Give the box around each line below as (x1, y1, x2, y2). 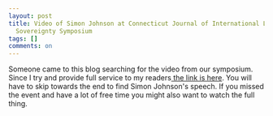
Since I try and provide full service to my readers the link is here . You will (8, 73, 253, 83)
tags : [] (8, 34, 38, 43)
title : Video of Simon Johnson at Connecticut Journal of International (8, 19, 260, 28)
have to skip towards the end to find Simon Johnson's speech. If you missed (8, 82, 264, 92)
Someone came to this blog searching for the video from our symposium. (8, 64, 253, 74)
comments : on (8, 42, 53, 50)
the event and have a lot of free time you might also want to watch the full (8, 90, 255, 100)
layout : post (8, 11, 53, 20)
